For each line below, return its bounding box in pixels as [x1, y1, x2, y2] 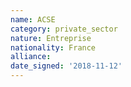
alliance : [10, 52, 52, 62]
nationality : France [10, 42, 97, 53]
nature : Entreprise [10, 33, 92, 43]
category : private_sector [10, 24, 118, 34]
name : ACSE [10, 14, 56, 25]
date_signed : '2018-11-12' [10, 61, 123, 71]
